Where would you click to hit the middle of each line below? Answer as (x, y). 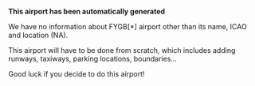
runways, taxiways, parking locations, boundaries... (93, 59)
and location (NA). (38, 35)
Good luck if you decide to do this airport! (76, 74)
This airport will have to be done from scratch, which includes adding (122, 50)
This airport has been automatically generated (87, 11)
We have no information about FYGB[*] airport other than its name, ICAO (127, 26)
